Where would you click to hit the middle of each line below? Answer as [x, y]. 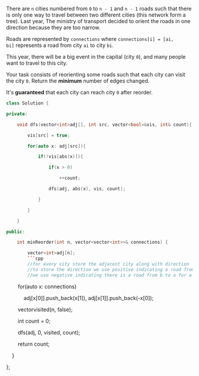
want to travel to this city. [37, 63]
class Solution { [28, 103]
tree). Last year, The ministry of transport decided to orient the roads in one [98, 21]
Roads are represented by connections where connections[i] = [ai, [90, 39]
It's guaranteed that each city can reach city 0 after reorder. [79, 92]
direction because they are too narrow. [53, 27]
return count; [34, 344]
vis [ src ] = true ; [49, 135]
